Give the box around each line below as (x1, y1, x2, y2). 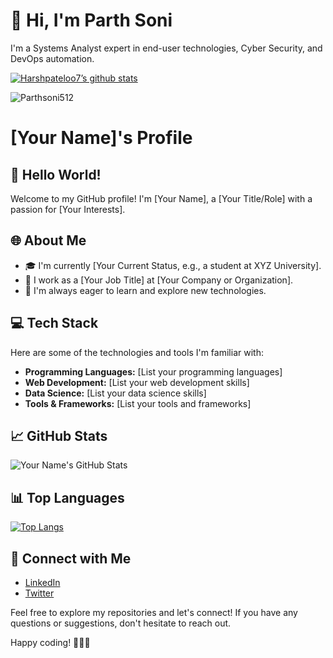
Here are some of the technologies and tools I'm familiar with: (10, 346, 264, 358)
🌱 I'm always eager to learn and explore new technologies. (24, 284, 267, 296)
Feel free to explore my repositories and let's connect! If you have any (10, 607, 298, 618)
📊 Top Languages (10, 489, 125, 506)
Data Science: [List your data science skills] (24, 387, 207, 399)
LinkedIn (24, 577, 61, 588)
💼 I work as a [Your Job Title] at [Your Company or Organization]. (24, 274, 294, 286)
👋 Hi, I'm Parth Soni (10, 9, 173, 32)
